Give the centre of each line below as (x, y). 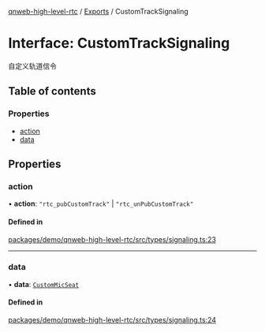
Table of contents (52, 91)
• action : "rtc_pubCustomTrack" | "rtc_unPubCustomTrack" (101, 203)
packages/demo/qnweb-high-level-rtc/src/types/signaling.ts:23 (112, 239)
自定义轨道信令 (32, 65)
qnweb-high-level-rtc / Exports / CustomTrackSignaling (99, 11)
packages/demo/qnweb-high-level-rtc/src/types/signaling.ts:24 (112, 320)
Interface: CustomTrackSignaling (119, 43)
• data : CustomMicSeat (44, 284)
